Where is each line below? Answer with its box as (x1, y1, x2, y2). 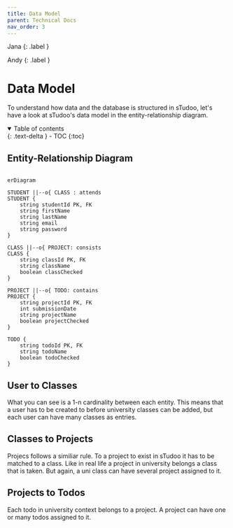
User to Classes (7, 379, 78, 392)
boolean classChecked (20, 269, 83, 276)
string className (20, 263, 71, 270)
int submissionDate (20, 306, 77, 313)
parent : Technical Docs (7, 17, 77, 24)
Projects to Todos (7, 487, 85, 499)
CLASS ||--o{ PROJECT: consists (7, 244, 101, 252)
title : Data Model (7, 10, 61, 17)
